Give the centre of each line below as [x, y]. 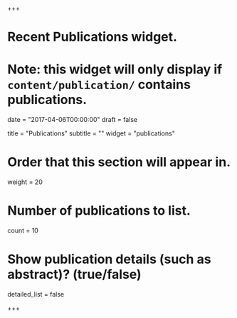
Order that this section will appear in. [119, 162]
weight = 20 [25, 182]
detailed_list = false [36, 294]
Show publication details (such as [109, 259]
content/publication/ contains [99, 84]
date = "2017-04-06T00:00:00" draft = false [72, 120]
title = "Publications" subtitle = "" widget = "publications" [91, 133]
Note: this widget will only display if [115, 70]
